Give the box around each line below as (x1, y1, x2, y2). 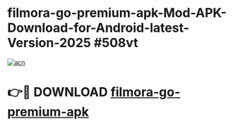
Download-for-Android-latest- (7, 20, 189, 36)
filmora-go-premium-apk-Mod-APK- (7, 5, 227, 21)
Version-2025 (7, 35, 92, 51)
